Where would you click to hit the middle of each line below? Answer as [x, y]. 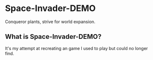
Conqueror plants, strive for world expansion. [50, 22]
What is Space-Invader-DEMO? [53, 37]
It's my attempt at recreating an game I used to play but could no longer [76, 48]
